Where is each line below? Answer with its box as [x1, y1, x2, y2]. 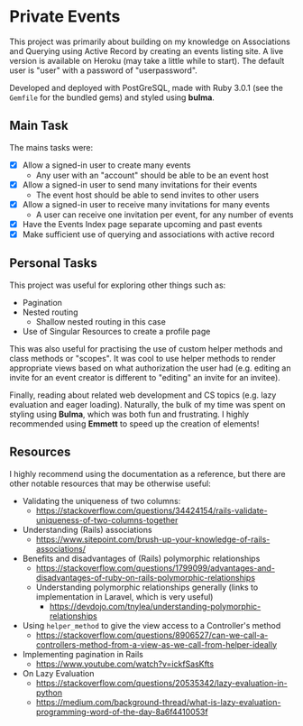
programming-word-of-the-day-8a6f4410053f [35, 706, 209, 717]
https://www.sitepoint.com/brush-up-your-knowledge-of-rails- [35, 534, 271, 545]
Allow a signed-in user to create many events [22, 160, 191, 170]
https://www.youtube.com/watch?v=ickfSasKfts [35, 658, 215, 669]
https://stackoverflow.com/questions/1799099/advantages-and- [35, 562, 275, 574]
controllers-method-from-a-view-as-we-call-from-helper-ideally [35, 639, 278, 650]
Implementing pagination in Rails [22, 648, 144, 659]
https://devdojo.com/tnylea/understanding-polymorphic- [49, 601, 262, 611]
